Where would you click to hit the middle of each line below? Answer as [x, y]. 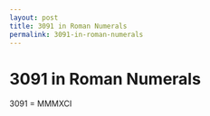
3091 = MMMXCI [41, 103]
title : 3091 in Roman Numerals [68, 26]
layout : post [34, 18]
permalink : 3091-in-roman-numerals [76, 34]
